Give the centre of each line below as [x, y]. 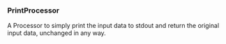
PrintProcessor [33, 10]
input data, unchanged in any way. [56, 33]
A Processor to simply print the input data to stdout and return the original [113, 26]
